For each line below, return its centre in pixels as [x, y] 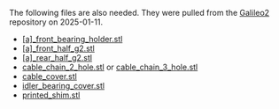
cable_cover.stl [49, 76]
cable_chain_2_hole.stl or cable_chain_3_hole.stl [110, 67]
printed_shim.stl [51, 95]
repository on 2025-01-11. [56, 22]
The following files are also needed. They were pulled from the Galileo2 [139, 13]
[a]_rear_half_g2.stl [57, 58]
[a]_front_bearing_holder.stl [72, 39]
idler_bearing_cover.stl [63, 86]
